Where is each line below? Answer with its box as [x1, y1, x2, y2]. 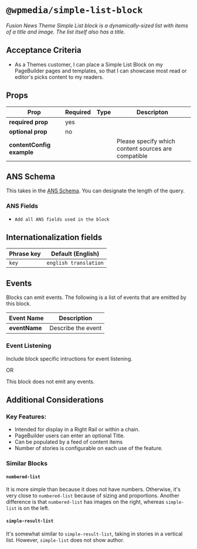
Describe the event [49, 324, 102, 332]
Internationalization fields [6, 232, 103, 242]
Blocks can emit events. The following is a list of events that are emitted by [6, 294, 186, 301]
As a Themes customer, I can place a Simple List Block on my [14, 61, 163, 68]
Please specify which [116, 137, 176, 145]
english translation [46, 259, 104, 267]
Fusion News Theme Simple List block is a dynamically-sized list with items [6, 22, 189, 29]
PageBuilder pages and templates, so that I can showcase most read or [14, 67, 187, 74]
